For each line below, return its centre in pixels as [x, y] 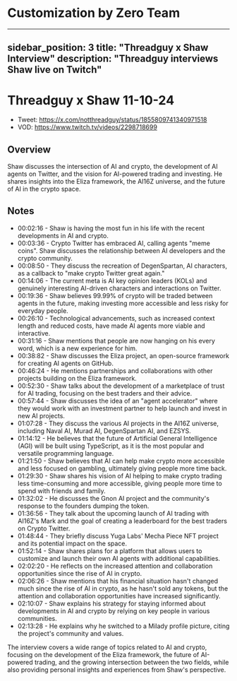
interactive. [34, 333]
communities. [37, 618]
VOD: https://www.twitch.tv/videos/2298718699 [87, 127]
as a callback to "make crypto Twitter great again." [91, 273]
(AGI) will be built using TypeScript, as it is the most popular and [111, 446]
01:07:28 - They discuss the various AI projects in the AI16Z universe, [118, 423]
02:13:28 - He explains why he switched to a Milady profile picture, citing [123, 626]
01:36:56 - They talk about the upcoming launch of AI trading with [113, 513]
